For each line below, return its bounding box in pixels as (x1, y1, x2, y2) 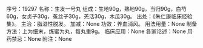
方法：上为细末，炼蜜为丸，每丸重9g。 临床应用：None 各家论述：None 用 (6, 28, 193, 35)
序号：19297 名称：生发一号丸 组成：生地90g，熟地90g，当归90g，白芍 (6, 5, 187, 12)
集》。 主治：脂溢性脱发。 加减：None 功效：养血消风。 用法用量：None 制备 (6, 20, 198, 27)
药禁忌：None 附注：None (6, 35, 72, 42)
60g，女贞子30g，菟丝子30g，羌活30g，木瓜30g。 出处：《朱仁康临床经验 (6, 13, 193, 20)
